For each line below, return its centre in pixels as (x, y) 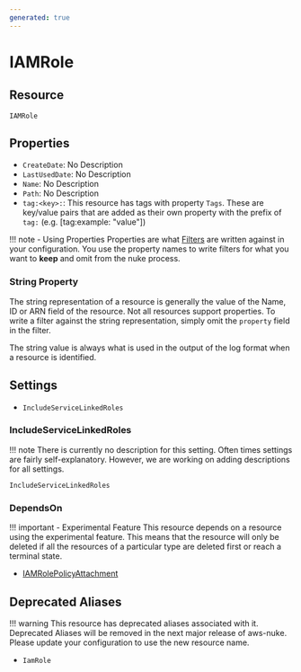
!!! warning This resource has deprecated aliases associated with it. (134, 623)
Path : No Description (60, 193)
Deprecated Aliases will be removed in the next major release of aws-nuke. (148, 632)
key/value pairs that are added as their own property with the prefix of (152, 213)
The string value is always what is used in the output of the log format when (150, 348)
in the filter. (30, 330)
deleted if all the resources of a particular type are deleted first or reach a (145, 547)
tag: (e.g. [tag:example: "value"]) (84, 222)
